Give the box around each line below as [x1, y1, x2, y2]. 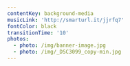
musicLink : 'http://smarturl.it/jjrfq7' [7, 16, 125, 23]
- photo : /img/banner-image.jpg [13, 42, 107, 49]
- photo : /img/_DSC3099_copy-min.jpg [13, 49, 122, 56]
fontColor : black [7, 23, 57, 30]
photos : [7, 36, 30, 43]
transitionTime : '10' [7, 29, 69, 36]
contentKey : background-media [7, 10, 94, 17]
